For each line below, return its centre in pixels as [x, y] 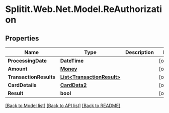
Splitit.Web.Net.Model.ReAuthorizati [84, 9]
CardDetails [22, 85]
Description [140, 52]
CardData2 [73, 85]
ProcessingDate [27, 61]
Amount [18, 69]
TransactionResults [31, 77]
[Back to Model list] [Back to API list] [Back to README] [63, 105]
